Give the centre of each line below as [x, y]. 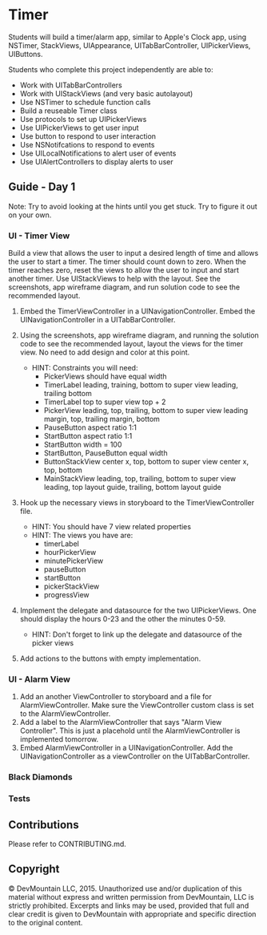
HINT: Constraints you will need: [85, 368]
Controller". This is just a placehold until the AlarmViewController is [130, 731]
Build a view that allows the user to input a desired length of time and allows [133, 253]
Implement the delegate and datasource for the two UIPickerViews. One [138, 610]
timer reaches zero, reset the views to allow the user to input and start [124, 270]
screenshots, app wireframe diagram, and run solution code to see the [124, 287]
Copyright [34, 869]
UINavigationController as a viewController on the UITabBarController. [135, 756]
